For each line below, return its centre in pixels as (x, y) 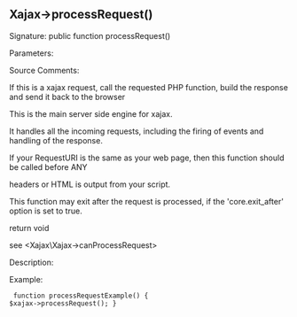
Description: (31, 262)
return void (29, 228)
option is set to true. (46, 211)
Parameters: (31, 53)
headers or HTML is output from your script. (90, 184)
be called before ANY (48, 166)
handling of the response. (56, 140)
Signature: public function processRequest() (90, 35)
